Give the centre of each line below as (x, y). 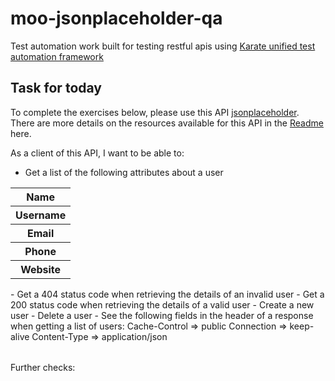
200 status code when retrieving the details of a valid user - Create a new (162, 304)
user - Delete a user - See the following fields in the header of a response (162, 315)
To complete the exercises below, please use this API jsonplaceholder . (155, 112)
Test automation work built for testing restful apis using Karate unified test (163, 46)
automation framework (57, 56)
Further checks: (43, 367)
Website (41, 269)
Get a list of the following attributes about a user (124, 172)
